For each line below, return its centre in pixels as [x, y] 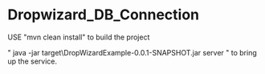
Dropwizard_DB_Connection [104, 15]
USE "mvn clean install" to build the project [79, 37]
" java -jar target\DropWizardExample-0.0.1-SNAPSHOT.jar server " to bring [132, 52]
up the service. [33, 61]
